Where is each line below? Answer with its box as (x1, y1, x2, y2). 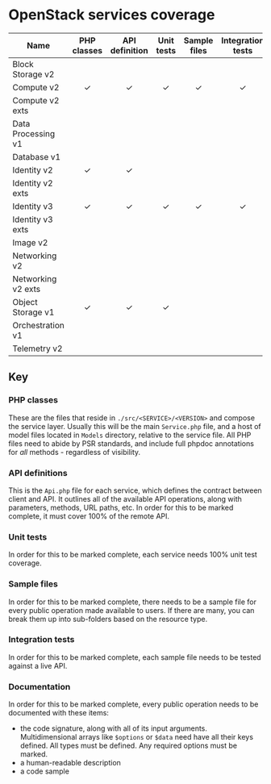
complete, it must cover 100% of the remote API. (8, 511, 170, 521)
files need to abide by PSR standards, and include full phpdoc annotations (8, 438, 254, 448)
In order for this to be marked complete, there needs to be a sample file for (8, 597, 256, 607)
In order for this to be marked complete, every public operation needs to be (8, 699, 259, 709)
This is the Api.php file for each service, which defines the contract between (8, 486, 262, 495)
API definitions (8, 467, 68, 478)
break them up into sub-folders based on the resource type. (8, 614, 208, 623)
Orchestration (12, 319, 65, 331)
